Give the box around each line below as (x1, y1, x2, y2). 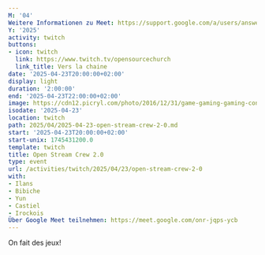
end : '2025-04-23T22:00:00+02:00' (8, 92, 122, 100)
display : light (8, 77, 58, 85)
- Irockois (8, 209, 44, 217)
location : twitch (8, 114, 65, 122)
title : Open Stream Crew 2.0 (8, 150, 104, 158)
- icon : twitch (8, 48, 58, 56)
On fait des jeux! (8, 238, 62, 248)
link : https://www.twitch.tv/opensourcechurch (15, 56, 171, 64)
